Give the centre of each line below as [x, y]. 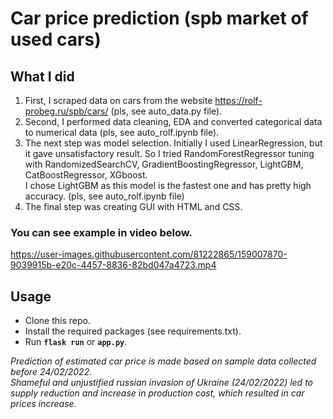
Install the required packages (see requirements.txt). [133, 331]
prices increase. [43, 404]
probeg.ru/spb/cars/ [66, 111]
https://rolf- [238, 100]
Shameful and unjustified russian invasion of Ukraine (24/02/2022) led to [161, 383]
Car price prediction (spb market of [159, 18]
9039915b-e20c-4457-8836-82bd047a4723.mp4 [113, 265]
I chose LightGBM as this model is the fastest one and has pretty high [168, 185]
